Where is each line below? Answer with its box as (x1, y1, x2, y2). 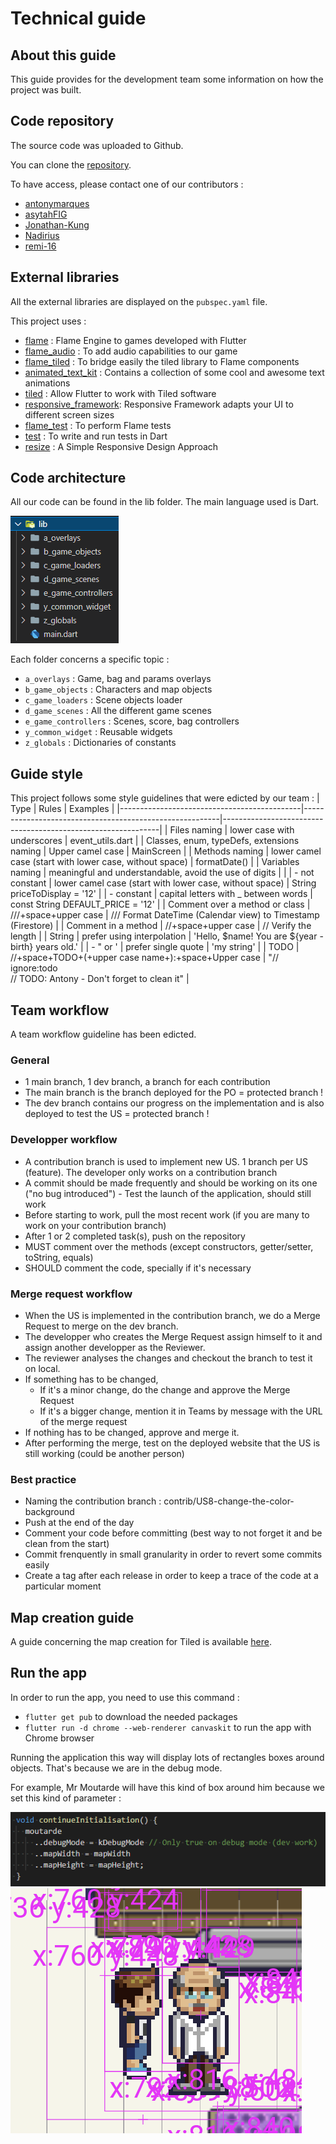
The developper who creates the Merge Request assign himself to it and (24, 1330, 323, 1342)
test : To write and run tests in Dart (24, 430, 168, 442)
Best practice (10, 1472, 77, 1486)
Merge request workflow (10, 1287, 133, 1301)
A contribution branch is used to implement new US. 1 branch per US (24, 1155, 308, 1167)
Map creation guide (10, 1609, 135, 1626)
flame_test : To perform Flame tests (24, 419, 172, 431)
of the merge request (39, 1415, 128, 1427)
